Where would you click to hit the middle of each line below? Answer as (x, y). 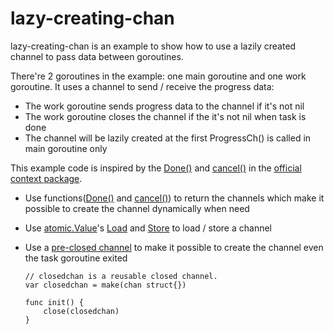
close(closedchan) (81, 311)
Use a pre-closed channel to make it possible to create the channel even (174, 247)
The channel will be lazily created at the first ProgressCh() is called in (168, 138)
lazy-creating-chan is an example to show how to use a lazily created (153, 46)
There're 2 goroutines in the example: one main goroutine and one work (158, 76)
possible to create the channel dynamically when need (137, 208)
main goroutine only (66, 148)
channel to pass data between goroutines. (97, 56)
